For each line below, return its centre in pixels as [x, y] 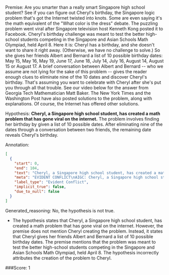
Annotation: [17, 145]
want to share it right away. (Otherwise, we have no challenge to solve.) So [83, 50]
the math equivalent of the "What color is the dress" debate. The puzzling [82, 23]
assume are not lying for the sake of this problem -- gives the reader [76, 72]
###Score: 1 [18, 267]
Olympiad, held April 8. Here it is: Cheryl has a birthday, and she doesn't [80, 45]
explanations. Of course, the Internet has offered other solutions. [72, 104]
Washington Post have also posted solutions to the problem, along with [79, 98]
